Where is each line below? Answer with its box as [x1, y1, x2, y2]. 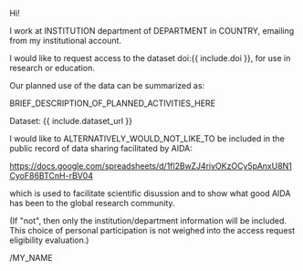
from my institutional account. [9, 36, 121, 46]
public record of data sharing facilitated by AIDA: [9, 143, 193, 153]
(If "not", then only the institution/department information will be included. [9, 215, 287, 226]
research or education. [9, 63, 96, 73]
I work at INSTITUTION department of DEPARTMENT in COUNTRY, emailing [9, 26, 295, 36]
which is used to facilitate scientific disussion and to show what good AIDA [9, 188, 291, 199]
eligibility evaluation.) [9, 235, 89, 245]
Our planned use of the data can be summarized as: [9, 80, 205, 90]
